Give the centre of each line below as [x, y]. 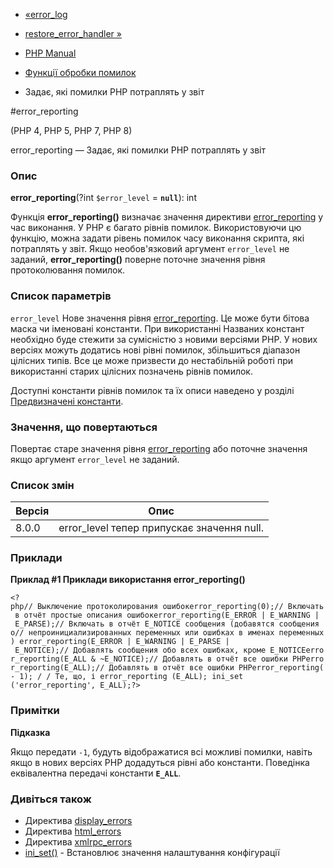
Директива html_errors [73, 831]
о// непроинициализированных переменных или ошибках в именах [142, 633]
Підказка [30, 732]
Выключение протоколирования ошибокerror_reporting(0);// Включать [180, 607]
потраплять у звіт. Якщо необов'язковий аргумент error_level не [150, 249]
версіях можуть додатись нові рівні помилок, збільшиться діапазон [155, 350]
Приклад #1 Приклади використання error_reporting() [128, 580]
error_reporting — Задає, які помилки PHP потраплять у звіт [138, 150]
